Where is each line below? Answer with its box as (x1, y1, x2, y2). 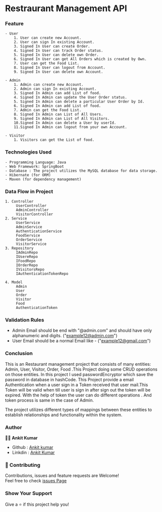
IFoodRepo (16, 258, 36, 264)
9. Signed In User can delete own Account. (14, 69, 104, 74)
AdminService (16, 224, 42, 230)
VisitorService (16, 241, 47, 247)
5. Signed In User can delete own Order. (14, 52, 99, 57)
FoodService (16, 233, 40, 238)
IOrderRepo (16, 263, 38, 268)
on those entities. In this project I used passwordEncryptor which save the (5, 371, 154, 377)
